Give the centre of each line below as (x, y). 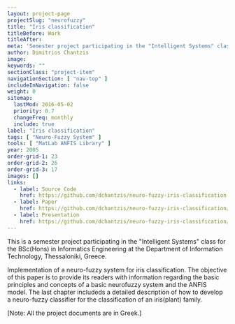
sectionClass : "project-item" (51, 72)
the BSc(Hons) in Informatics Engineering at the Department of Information (115, 249)
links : (17, 182)
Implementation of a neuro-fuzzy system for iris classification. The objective (117, 270)
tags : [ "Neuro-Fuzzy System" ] (54, 137)
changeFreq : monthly (43, 117)
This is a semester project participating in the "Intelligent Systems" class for (116, 241)
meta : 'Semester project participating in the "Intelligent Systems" (111, 46)
